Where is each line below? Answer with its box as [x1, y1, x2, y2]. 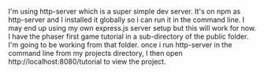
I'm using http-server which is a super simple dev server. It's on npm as [8, 7, 241, 16]
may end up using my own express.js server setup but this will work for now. [8, 24, 257, 32]
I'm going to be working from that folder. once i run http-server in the [8, 40, 232, 50]
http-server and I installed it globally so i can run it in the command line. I [8, 15, 245, 24]
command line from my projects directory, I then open [8, 49, 183, 57]
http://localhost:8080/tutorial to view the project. [8, 57, 167, 66]
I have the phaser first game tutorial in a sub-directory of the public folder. [8, 31, 249, 41]
